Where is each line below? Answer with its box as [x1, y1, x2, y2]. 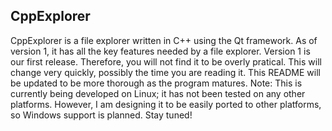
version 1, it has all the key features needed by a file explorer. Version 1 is [10, 45, 311, 57]
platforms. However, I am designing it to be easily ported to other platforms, [10, 98, 322, 110]
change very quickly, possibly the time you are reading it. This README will [10, 66, 321, 78]
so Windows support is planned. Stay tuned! [10, 109, 193, 121]
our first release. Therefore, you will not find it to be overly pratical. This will [10, 55, 322, 68]
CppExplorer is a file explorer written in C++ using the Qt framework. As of [10, 34, 318, 46]
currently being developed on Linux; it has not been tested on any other [10, 87, 306, 99]
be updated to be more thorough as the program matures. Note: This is [10, 77, 303, 89]
